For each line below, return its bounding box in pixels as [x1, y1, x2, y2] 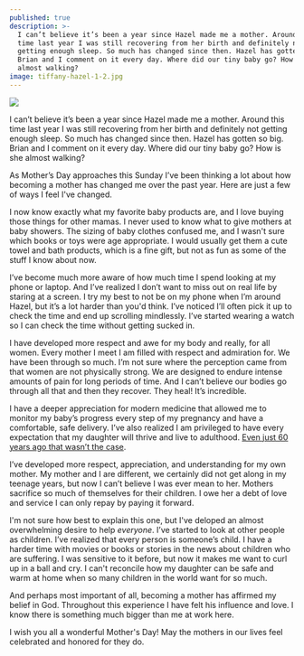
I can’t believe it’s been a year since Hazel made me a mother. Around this [9, 114, 285, 125]
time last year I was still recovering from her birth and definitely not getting [9, 123, 288, 134]
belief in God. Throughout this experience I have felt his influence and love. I [9, 599, 294, 610]
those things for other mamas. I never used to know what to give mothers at [9, 216, 292, 227]
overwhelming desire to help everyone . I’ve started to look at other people [9, 524, 285, 535]
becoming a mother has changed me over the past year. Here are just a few [9, 179, 291, 190]
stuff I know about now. [9, 254, 97, 265]
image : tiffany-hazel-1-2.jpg [9, 72, 124, 81]
